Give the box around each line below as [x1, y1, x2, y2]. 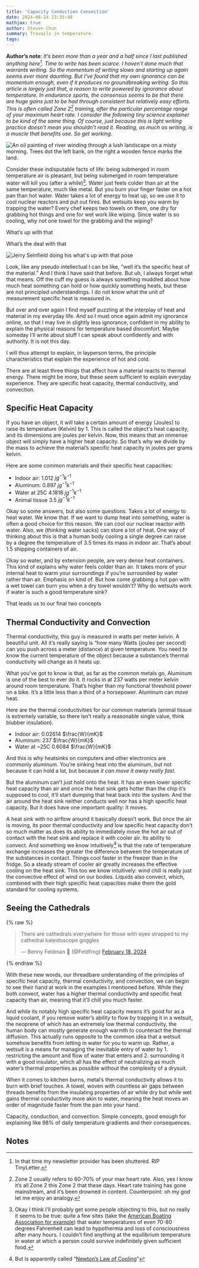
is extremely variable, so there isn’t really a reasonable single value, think [6, 713, 185, 720]
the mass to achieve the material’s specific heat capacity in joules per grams [6, 444, 192, 451]
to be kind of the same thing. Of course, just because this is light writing [6, 117, 182, 125]
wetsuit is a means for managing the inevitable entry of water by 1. [6, 1045, 168, 1053]
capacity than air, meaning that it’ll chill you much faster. [6, 996, 144, 1003]
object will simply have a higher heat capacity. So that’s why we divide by [6, 437, 185, 445]
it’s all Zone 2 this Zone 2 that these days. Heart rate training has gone [14, 1181, 187, 1188]
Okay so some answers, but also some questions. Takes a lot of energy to [6, 508, 187, 515]
